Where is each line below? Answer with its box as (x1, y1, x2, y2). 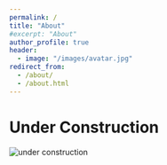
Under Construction (9, 117, 160, 137)
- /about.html (17, 79, 69, 88)
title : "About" (9, 21, 66, 30)
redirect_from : (9, 63, 66, 72)
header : (9, 46, 38, 55)
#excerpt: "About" (9, 29, 77, 38)
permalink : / (9, 12, 58, 22)
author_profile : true (9, 37, 90, 47)
